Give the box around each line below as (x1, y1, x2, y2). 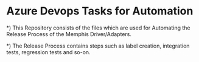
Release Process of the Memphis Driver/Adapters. (6, 30, 132, 37)
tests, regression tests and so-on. (6, 48, 91, 55)
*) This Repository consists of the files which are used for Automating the (6, 24, 190, 31)
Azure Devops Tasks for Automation (6, 4, 194, 18)
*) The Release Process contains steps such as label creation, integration (6, 42, 190, 49)
